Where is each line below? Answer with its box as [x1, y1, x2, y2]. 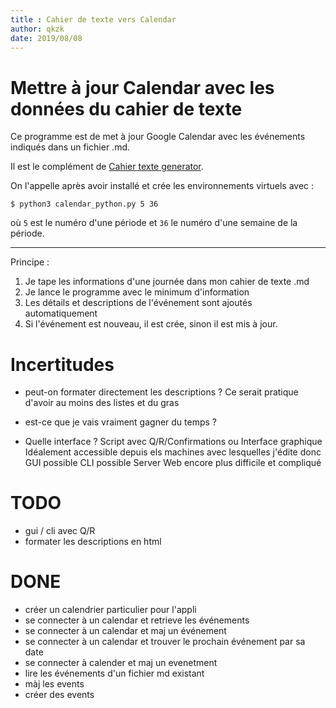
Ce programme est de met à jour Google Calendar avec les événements [10, 131, 306, 143]
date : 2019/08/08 [10, 33, 83, 43]
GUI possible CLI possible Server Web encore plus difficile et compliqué [24, 457, 322, 469]
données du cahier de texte [10, 97, 243, 120]
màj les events [24, 678, 85, 690]
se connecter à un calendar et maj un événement [24, 625, 227, 637]
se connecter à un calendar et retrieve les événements [24, 614, 250, 626]
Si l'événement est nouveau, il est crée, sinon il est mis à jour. [24, 318, 278, 330]
